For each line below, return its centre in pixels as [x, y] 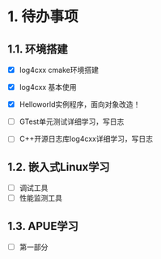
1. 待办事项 [43, 17]
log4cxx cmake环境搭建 [59, 70]
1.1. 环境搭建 [38, 49]
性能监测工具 [40, 198]
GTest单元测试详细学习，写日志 [72, 121]
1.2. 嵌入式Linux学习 [59, 167]
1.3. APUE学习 [43, 226]
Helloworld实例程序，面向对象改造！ [80, 104]
